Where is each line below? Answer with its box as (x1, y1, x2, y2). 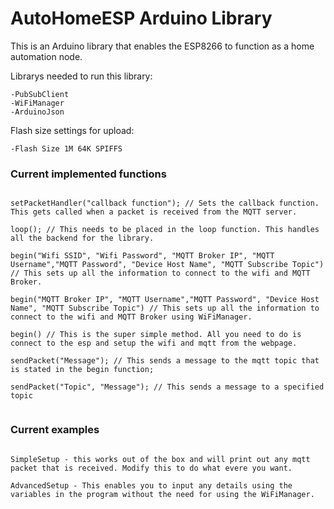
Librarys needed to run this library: (10, 70, 153, 82)
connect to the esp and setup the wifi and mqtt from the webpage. (10, 338, 298, 349)
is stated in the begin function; (10, 365, 155, 375)
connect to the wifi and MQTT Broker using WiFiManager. (10, 312, 253, 322)
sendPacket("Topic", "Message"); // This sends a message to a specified (10, 382, 325, 392)
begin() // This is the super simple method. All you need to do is (10, 330, 302, 340)
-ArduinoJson (10, 107, 65, 117)
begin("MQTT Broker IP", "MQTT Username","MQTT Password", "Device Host (10, 295, 320, 305)
